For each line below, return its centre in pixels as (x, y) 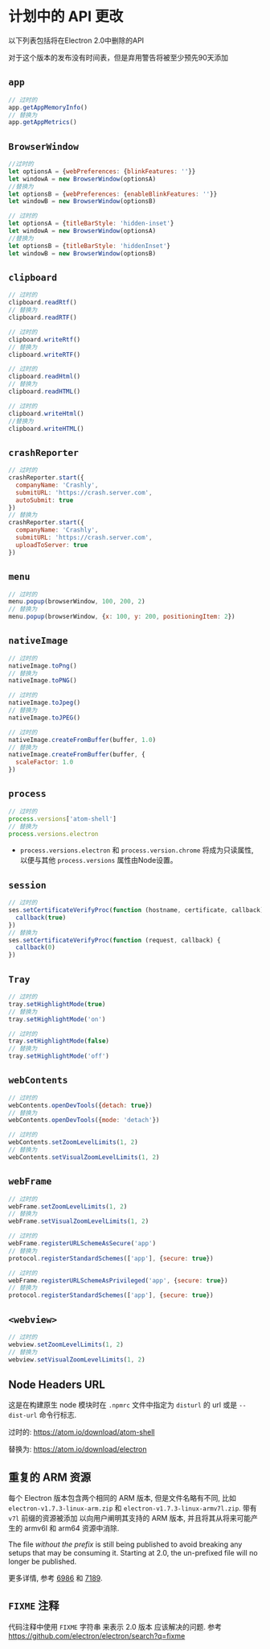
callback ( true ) (41, 918)
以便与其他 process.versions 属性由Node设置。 (98, 860)
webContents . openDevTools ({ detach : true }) (80, 1105)
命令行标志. (58, 1415)
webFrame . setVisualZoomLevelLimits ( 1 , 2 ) (79, 1221)
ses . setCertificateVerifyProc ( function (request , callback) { (115, 940)
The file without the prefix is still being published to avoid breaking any (125, 1544)
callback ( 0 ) (36, 947)
